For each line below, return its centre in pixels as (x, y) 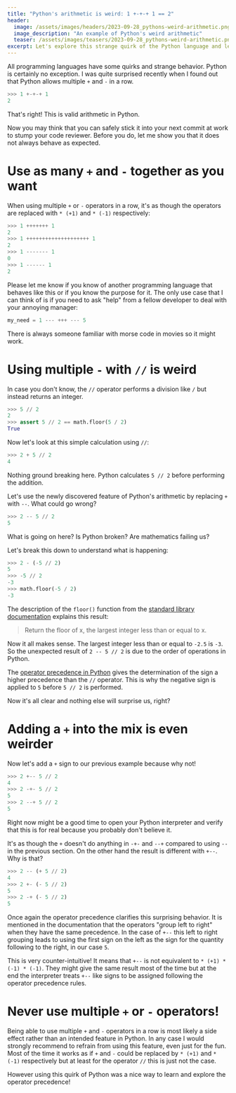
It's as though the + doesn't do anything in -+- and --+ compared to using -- (118, 843)
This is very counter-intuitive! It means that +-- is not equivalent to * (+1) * (117, 961)
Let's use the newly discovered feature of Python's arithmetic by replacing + (118, 496)
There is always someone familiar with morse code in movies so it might (111, 334)
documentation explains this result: (58, 616)
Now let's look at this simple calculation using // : (78, 442)
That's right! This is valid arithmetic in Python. (74, 114)
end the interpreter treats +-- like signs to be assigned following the (105, 976)
